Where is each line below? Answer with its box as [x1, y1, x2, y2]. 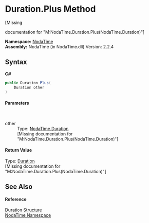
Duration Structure [5, 207, 42, 213]
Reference [5, 196, 27, 202]
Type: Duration [5, 158, 35, 164]
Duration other [14, 85, 45, 90]
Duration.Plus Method [5, 3, 96, 15]
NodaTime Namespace [5, 212, 51, 218]
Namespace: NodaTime [5, 38, 54, 45]
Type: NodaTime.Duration [17, 126, 69, 132]
